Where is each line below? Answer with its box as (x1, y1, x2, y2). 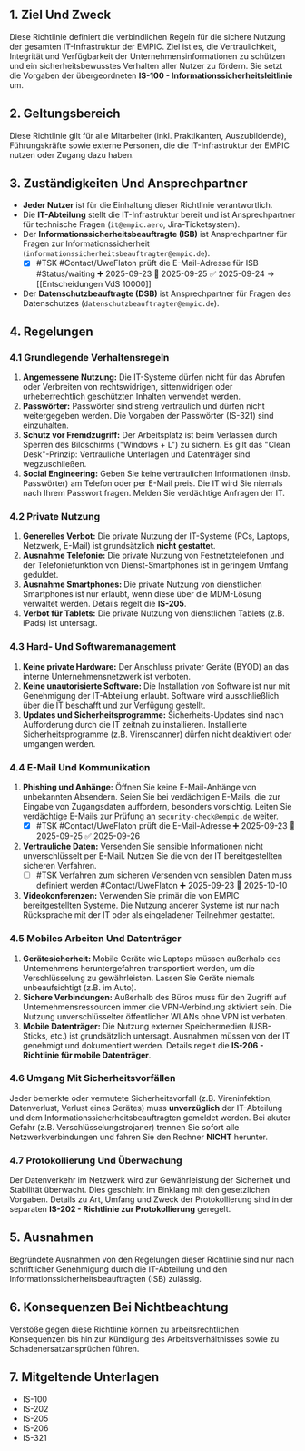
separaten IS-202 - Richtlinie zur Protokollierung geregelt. (9, 1204, 231, 1215)
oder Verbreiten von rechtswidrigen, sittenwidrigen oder (22, 382, 233, 393)
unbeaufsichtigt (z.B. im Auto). (22, 981, 137, 993)
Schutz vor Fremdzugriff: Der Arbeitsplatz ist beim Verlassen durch (22, 430, 278, 441)
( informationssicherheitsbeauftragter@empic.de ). (22, 248, 211, 259)
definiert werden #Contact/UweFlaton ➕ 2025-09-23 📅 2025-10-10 (35, 880, 288, 891)
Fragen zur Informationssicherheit (22, 238, 150, 249)
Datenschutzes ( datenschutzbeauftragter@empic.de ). (22, 297, 220, 308)
